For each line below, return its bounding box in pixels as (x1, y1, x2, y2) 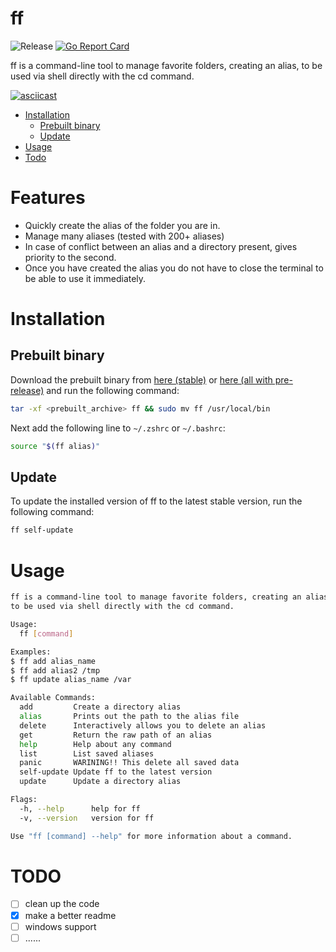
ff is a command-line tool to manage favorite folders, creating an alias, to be (10, 59, 323, 71)
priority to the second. (24, 251, 117, 263)
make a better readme (24, 909, 117, 921)
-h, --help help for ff (19, 803, 141, 814)
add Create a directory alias (19, 702, 182, 712)
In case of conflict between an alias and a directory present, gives (24, 240, 298, 252)
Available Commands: (10, 693, 97, 703)
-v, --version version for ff (19, 813, 155, 823)
